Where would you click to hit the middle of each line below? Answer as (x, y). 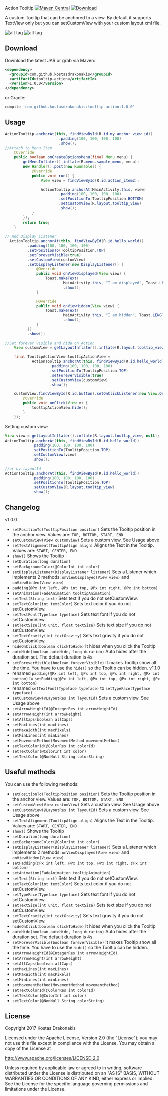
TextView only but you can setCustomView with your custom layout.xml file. (83, 23)
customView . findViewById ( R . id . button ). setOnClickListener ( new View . (87, 394)
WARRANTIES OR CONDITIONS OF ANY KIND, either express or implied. (79, 1079)
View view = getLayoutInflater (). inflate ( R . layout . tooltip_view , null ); (82, 436)
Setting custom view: (27, 426)
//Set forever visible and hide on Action (50, 343)
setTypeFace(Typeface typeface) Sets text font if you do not (74, 894)
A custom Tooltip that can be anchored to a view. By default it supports (78, 17)
